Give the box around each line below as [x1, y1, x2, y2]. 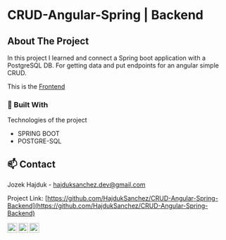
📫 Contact [7, 158, 56, 170]
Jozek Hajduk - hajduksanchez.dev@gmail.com [7, 180, 146, 189]
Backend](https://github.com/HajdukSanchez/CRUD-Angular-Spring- [7, 201, 208, 210]
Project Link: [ [7, 194, 48, 203]
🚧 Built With [7, 99, 49, 109]
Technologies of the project [7, 116, 87, 125]
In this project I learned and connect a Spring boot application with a [7, 53, 206, 62]
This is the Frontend [7, 82, 65, 91]
